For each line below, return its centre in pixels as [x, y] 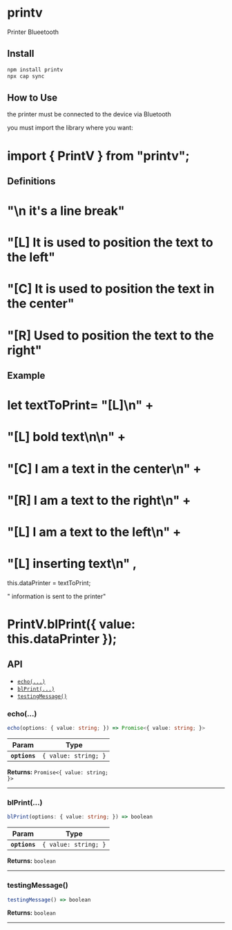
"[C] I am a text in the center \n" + [104, 468]
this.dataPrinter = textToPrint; [49, 582]
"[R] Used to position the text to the [110, 336]
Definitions [31, 181]
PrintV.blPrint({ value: [71, 624]
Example [26, 376]
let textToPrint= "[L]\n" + [80, 405]
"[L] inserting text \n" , [72, 564]
